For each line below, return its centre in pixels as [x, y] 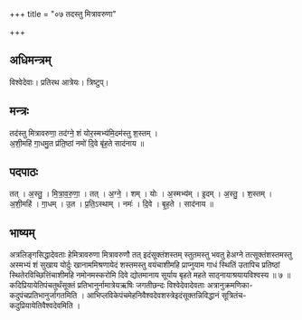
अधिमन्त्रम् [30, 60]
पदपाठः [24, 172]
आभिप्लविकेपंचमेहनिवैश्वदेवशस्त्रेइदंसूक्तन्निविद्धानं [153, 296]
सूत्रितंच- [234, 296]
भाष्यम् [22, 233]
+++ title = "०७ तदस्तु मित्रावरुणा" [63, 14]
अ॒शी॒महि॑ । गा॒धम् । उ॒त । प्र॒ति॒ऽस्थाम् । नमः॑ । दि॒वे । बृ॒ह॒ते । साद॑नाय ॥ [112, 204]
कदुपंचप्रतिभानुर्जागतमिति [43, 296]
